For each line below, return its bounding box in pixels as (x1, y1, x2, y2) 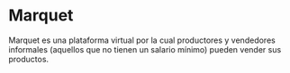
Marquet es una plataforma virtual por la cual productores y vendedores (8, 35, 276, 45)
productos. (8, 53, 50, 64)
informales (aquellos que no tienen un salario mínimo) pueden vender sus (8, 44, 282, 54)
